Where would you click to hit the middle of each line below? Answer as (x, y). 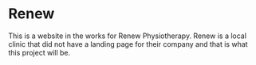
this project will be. (39, 52)
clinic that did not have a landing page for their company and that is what (128, 44)
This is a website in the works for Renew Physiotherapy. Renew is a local (128, 36)
